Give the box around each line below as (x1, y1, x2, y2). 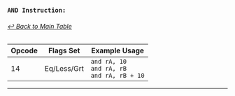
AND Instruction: (7, 6, 66, 14)
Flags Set (48, 46, 80, 55)
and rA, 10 (90, 57, 127, 66)
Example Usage (90, 46, 145, 55)
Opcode (10, 46, 38, 55)
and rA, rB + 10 (90, 71, 145, 80)
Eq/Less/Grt (44, 64, 84, 74)
